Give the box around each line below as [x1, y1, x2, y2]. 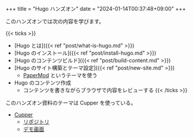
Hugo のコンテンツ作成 [14, 79, 71, 86]
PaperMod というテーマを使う [23, 72, 98, 79]
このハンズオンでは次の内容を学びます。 [5, 18, 105, 25]
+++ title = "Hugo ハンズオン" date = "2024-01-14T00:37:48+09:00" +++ [5, 5, 186, 12]
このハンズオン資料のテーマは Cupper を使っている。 [5, 99, 136, 106]
